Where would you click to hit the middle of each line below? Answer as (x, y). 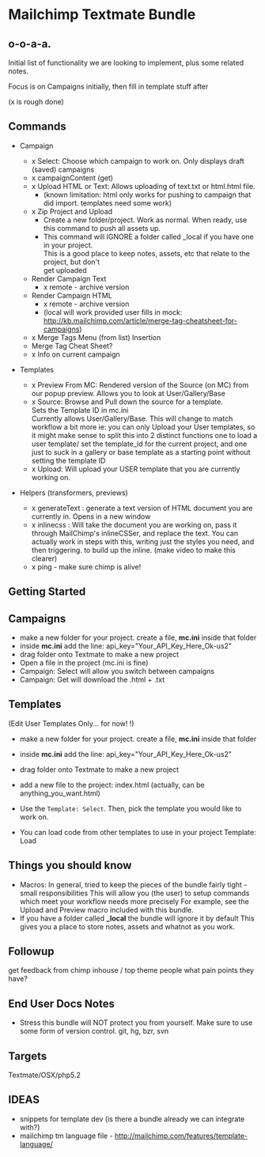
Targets (28, 1056)
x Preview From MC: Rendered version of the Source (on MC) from (140, 384)
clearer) (44, 558)
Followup (31, 952)
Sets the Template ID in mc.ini (80, 410)
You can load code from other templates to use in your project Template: (138, 832)
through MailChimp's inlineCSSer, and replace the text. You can (135, 533)
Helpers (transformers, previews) (74, 493)
